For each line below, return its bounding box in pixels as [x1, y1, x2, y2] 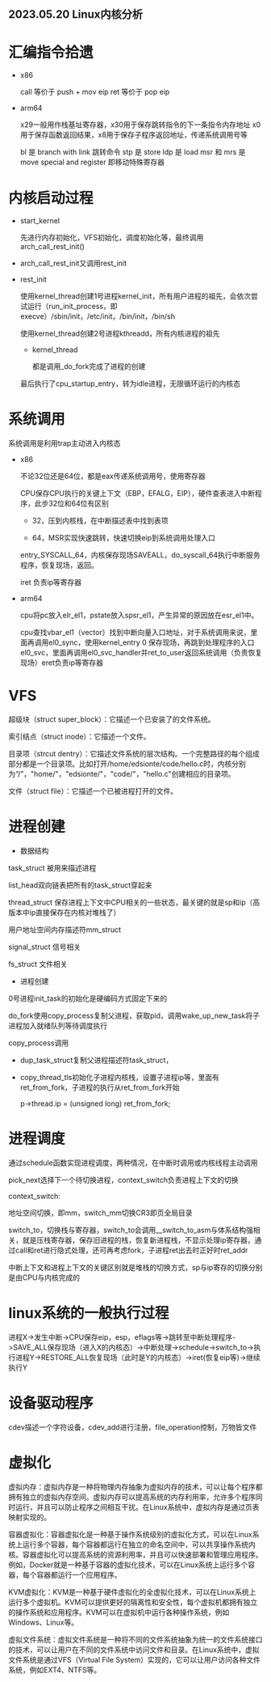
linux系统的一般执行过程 [8, 1304, 169, 1323]
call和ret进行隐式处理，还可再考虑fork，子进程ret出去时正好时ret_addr [15, 1245, 248, 1256]
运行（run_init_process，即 [27, 302, 118, 311]
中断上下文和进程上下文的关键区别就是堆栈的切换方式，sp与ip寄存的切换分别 [8, 1263, 263, 1273]
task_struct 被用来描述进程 [8, 863, 97, 873]
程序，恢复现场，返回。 [19, 561, 98, 570]
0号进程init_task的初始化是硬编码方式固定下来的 [8, 994, 168, 1003]
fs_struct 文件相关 [8, 960, 68, 969]
